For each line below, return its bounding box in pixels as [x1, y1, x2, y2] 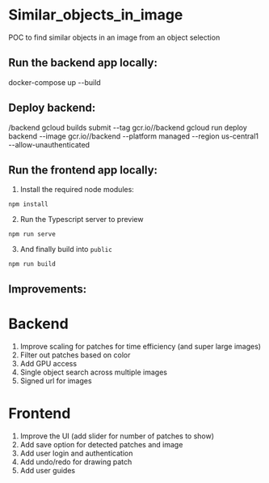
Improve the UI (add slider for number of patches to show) [19, 431, 215, 441]
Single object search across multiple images [19, 367, 168, 377]
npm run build [8, 260, 57, 268]
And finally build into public [19, 245, 113, 254]
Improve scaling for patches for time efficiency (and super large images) [19, 341, 261, 351]
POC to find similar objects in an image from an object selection [8, 32, 221, 42]
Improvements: [8, 282, 87, 296]
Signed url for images [19, 375, 92, 386]
